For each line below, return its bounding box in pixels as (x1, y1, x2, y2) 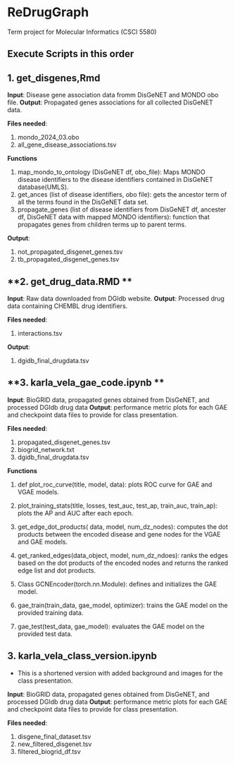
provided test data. (17, 629, 72, 638)
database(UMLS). (17, 183, 69, 191)
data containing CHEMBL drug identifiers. (7, 301, 128, 310)
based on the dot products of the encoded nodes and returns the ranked (17, 558, 229, 567)
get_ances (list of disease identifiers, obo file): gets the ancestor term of (17, 190, 227, 199)
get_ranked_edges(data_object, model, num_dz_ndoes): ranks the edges (17, 551, 229, 559)
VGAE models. (17, 487, 60, 496)
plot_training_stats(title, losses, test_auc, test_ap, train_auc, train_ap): (17, 501, 218, 510)
